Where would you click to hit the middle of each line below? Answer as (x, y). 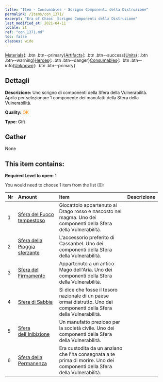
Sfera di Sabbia (35, 302)
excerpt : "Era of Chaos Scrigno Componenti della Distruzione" (71, 18)
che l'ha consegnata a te (87, 354)
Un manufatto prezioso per (90, 322)
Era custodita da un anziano (91, 348)
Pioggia (26, 247)
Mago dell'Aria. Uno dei (86, 270)
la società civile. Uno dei (87, 328)
